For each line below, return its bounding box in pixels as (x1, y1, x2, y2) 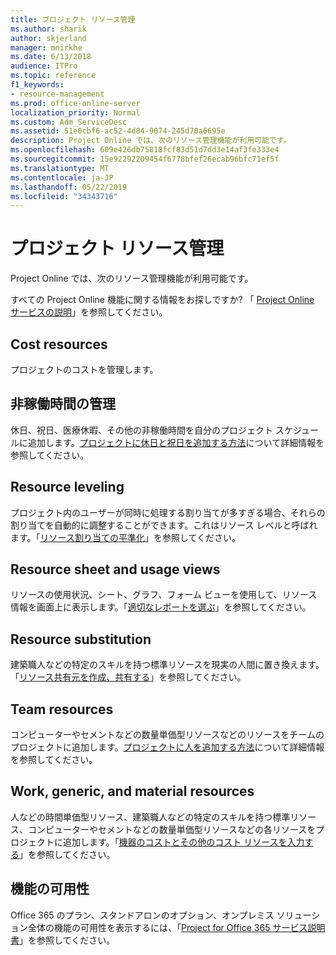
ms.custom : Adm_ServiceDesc (10, 117, 128, 127)
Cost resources (10, 336, 108, 353)
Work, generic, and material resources (10, 783, 255, 800)
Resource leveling (10, 479, 125, 496)
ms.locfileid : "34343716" (10, 191, 118, 201)
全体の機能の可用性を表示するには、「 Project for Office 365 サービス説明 (27, 921, 326, 933)
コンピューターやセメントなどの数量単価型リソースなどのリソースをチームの (10, 729, 325, 741)
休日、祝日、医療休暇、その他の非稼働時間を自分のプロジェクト (10, 424, 273, 436)
